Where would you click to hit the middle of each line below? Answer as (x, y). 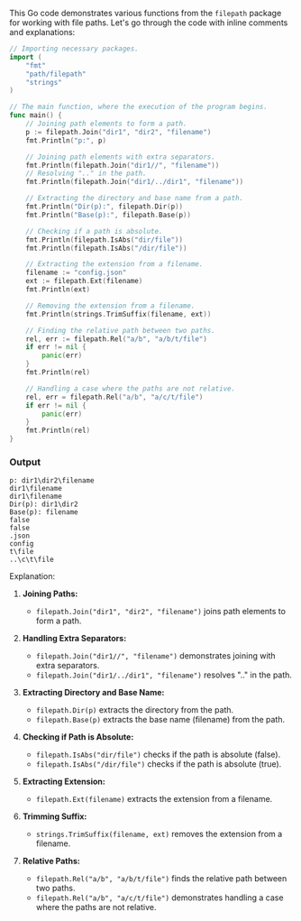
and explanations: (42, 32)
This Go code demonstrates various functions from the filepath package (146, 13)
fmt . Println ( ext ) (58, 290)
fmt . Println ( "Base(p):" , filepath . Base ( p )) (109, 215)
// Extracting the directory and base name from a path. (135, 198)
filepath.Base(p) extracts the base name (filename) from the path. (160, 720)
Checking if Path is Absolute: (78, 737)
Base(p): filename (44, 512)
